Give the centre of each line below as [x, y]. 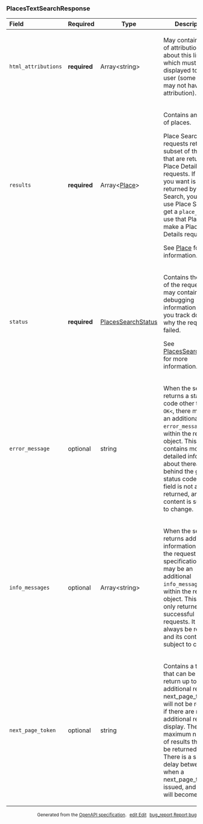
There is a [177, 757]
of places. [177, 123]
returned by [180, 189]
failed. [172, 330]
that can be [179, 674]
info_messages [30, 588]
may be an [178, 569]
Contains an [180, 115]
